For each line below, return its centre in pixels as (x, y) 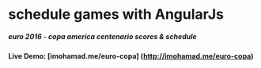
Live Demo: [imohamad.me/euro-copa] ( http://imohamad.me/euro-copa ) (131, 56)
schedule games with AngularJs (116, 14)
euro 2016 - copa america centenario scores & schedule (102, 36)
